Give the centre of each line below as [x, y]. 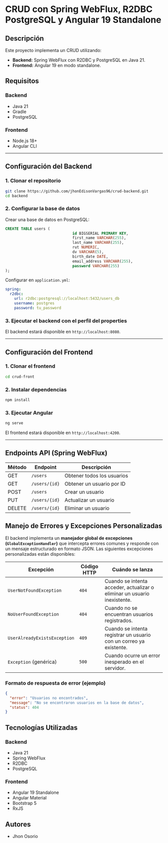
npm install [17, 400]
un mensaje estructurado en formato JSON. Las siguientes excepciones [79, 549]
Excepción [41, 569]
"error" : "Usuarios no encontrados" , [49, 698]
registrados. [119, 620]
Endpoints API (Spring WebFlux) [56, 453]
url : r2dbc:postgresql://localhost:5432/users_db [67, 299]
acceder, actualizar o [129, 587]
